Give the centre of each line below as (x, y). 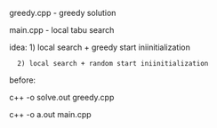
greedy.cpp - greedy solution (63, 13)
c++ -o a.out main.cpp (50, 114)
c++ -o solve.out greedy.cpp (62, 97)
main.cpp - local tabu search (62, 30)
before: (23, 80)
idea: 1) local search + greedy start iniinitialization (100, 47)
